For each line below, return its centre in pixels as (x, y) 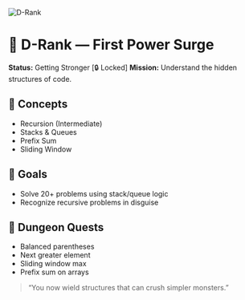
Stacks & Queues (49, 132)
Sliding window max (53, 264)
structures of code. (40, 79)
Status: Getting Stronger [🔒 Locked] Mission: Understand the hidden (123, 67)
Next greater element (55, 255)
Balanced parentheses (57, 247)
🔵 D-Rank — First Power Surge (111, 45)
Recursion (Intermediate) (61, 124)
